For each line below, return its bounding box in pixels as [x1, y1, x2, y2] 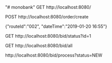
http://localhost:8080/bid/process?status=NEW [5, 52, 103, 58]
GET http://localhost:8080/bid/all [5, 43, 73, 49]
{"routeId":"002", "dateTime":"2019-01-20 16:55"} [5, 23, 108, 29]
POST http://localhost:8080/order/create [5, 14, 89, 19]
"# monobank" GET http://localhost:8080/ [5, 4, 91, 10]
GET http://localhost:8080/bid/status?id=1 [5, 33, 91, 39]
